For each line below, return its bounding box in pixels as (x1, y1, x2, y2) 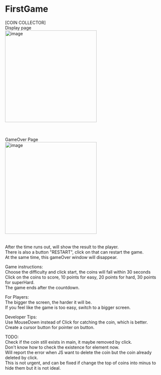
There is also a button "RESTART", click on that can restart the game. (5, 249, 144, 255)
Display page (5, 24, 32, 30)
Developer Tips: (5, 314, 37, 320)
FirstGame (5, 3, 48, 15)
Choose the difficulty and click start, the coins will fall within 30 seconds (5, 269, 151, 275)
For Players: (5, 294, 29, 300)
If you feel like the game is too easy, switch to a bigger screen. (5, 305, 131, 310)
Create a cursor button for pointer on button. (5, 324, 95, 330)
